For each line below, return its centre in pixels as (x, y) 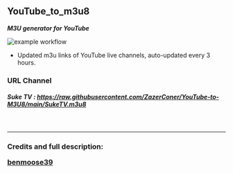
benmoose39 (30, 162)
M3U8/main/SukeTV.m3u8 (47, 104)
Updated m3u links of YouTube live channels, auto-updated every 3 (113, 55)
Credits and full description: (55, 147)
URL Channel (29, 81)
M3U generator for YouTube (49, 28)
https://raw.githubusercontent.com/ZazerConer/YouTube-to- (128, 97)
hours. (26, 63)
